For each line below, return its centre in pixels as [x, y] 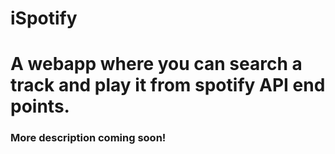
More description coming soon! [88, 138]
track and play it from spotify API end [168, 85]
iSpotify [44, 18]
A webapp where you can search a [156, 64]
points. [40, 106]
